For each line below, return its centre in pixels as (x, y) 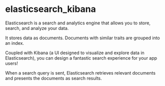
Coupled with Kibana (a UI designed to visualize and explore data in (75, 53)
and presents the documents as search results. (53, 78)
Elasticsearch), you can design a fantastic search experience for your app (81, 58)
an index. (14, 43)
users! (12, 63)
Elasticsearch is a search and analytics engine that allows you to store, (78, 23)
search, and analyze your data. (37, 28)
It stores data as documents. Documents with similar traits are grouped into (82, 38)
